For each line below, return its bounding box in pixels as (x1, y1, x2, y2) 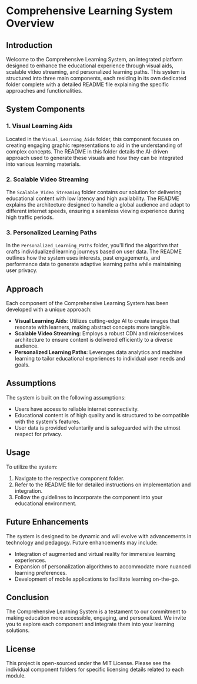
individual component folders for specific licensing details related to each (6, 666, 184, 673)
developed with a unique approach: (6, 306, 92, 313)
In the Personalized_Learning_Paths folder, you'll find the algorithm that (6, 242, 179, 249)
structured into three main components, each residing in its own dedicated (6, 75, 187, 81)
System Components (6, 104, 85, 114)
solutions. (6, 627, 30, 634)
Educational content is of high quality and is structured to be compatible (14, 411, 190, 418)
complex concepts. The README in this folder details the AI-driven (6, 148, 169, 155)
